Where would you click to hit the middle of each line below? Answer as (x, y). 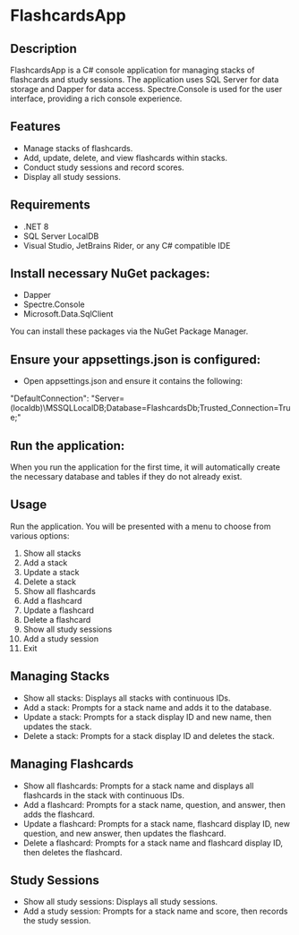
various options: (40, 535)
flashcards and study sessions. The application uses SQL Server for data (145, 80)
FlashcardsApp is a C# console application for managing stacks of (132, 70)
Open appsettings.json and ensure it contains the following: (132, 381)
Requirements (50, 205)
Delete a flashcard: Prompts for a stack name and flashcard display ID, (153, 843)
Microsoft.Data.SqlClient (68, 314)
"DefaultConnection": (50, 398)
